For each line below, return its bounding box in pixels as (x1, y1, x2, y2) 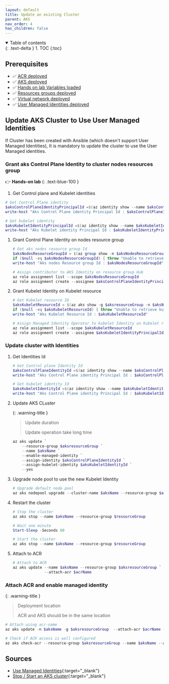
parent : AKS (5, 17, 30, 22)
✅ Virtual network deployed (12, 95, 70, 102)
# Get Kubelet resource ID (12, 298, 69, 303)
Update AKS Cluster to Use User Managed (5, 116, 140, 125)
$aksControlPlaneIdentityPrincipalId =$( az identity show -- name (5, 205, 145, 210)
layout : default (5, 7, 39, 13)
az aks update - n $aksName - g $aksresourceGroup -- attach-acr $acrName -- (5, 627, 167, 632)
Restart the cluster (12, 500, 51, 506)
